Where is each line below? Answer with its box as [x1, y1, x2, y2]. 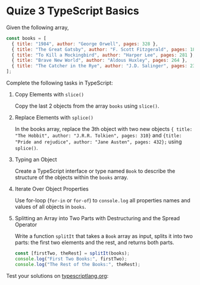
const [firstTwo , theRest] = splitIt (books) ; [14, 250, 130, 256]
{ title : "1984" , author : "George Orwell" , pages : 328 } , [11, 40, 159, 47]
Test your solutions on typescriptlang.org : [6, 272, 109, 279]
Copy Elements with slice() [14, 91, 85, 98]
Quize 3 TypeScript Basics [6, 4, 140, 18]
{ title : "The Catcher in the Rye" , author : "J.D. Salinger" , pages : [11, 63, 187, 69]
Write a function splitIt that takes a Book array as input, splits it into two [14, 233, 193, 240]
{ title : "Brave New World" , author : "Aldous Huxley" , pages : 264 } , [11, 58, 187, 64]
